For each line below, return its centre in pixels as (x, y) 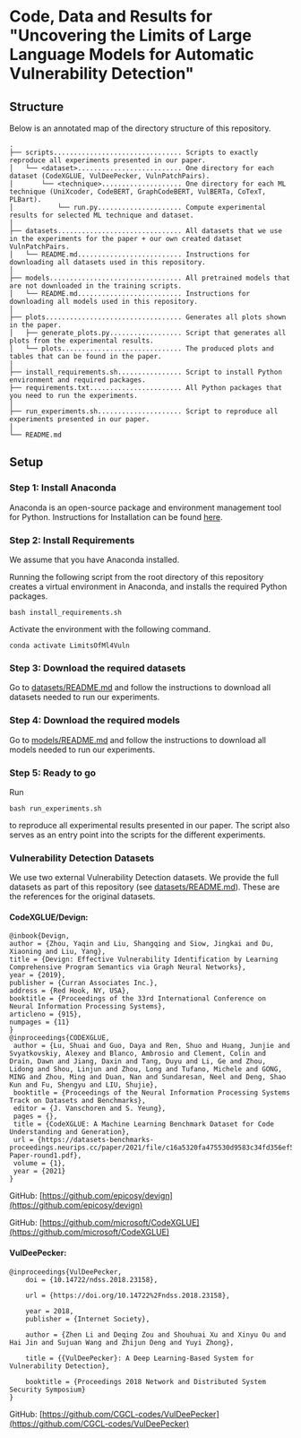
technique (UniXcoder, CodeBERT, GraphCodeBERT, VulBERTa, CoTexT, (138, 192)
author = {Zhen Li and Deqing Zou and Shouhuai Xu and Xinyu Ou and (156, 1334)
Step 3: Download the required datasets (98, 668)
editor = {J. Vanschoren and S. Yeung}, (90, 1109)
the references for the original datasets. (82, 897)
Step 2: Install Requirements (72, 540)
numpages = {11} (39, 1022)
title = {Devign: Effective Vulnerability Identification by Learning (144, 960)
